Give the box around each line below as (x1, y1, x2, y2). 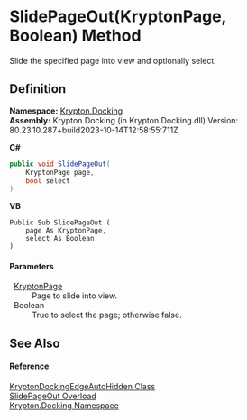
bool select (25, 176, 70, 186)
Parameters (9, 260, 54, 271)
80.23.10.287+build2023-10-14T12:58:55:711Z (9, 124, 178, 135)
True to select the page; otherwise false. (32, 309, 182, 321)
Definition (9, 81, 66, 96)
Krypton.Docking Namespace (9, 400, 119, 411)
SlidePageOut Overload (9, 390, 96, 402)
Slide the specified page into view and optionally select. (9, 55, 216, 66)
